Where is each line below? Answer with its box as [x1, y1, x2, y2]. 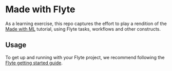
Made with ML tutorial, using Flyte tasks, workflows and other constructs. [5, 26, 161, 32]
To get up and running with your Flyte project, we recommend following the [5, 54, 165, 60]
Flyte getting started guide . [5, 60, 63, 66]
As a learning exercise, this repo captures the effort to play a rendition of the [5, 20, 167, 27]
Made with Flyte [5, 4, 75, 15]
